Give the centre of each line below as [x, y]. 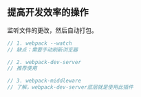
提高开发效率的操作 [48, 12]
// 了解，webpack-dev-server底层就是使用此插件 [70, 87]
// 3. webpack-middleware [44, 81]
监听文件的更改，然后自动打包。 [52, 30]
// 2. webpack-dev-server [44, 62]
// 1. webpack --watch [40, 43]
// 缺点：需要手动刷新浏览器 [43, 50]
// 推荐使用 [22, 68]
